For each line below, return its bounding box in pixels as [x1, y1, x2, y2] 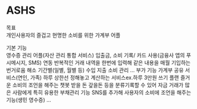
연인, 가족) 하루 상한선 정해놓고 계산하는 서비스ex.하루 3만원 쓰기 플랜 [17, 74, 180, 81]
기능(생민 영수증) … [6, 96, 52, 103]
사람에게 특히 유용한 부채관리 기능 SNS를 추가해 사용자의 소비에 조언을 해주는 [12, 89, 192, 96]
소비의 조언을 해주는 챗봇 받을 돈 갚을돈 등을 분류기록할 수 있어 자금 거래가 [12, 81, 184, 88]
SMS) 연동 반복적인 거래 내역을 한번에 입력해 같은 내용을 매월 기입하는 [28, 59, 191, 66]
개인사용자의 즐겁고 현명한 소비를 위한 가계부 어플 [6, 31, 121, 39]
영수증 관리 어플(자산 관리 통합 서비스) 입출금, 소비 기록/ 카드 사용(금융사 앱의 [6, 51, 185, 58]
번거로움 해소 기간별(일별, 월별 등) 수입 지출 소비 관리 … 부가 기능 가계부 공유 [6, 66, 184, 73]
